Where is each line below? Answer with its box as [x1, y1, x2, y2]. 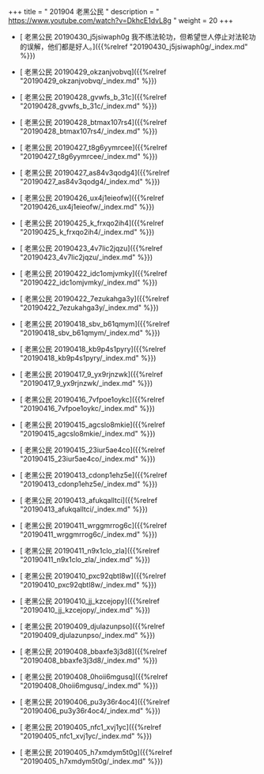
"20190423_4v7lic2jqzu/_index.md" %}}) [19, 252, 153, 262]
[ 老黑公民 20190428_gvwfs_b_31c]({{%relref [19, 93, 168, 101]
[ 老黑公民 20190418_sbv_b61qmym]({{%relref [19, 319, 170, 328]
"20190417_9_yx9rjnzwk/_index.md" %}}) [19, 379, 153, 387]
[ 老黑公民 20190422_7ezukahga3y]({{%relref [19, 294, 170, 303]
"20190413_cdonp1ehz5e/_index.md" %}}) [19, 479, 158, 489]
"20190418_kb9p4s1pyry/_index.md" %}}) [19, 353, 157, 362]
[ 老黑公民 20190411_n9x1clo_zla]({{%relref [19, 546, 160, 555]
